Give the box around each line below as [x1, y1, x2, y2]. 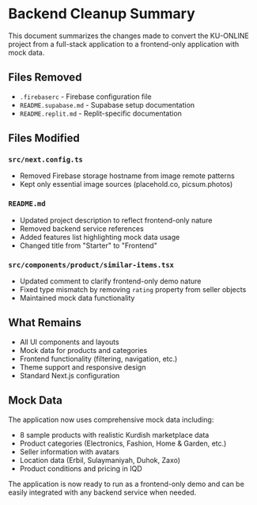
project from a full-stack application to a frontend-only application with [8, 39, 240, 48]
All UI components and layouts [19, 337, 120, 347]
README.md [8, 199, 46, 208]
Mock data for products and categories [19, 345, 148, 355]
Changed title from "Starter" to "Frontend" [19, 241, 158, 250]
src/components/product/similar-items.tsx [8, 260, 174, 269]
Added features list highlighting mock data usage [19, 232, 180, 241]
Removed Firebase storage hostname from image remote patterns [19, 171, 235, 180]
